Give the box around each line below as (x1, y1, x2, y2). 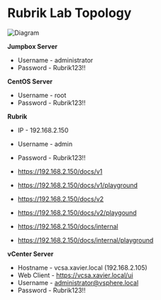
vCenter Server (7, 250, 54, 258)
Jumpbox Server (7, 42, 58, 50)
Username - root (17, 91, 67, 99)
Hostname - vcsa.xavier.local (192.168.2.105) (17, 263, 148, 272)
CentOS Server (7, 77, 53, 86)
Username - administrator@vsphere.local (17, 278, 139, 287)
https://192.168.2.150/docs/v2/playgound (17, 208, 137, 217)
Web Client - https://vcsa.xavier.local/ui (17, 271, 133, 279)
